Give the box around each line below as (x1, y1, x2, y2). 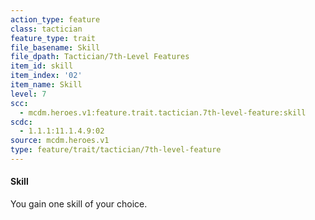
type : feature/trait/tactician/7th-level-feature (10, 145, 222, 155)
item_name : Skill (10, 80, 83, 90)
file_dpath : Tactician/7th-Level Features (10, 52, 190, 62)
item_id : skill (10, 61, 74, 71)
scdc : (10, 117, 33, 127)
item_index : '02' (10, 71, 83, 81)
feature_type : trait (10, 33, 97, 43)
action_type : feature (10, 14, 101, 25)
